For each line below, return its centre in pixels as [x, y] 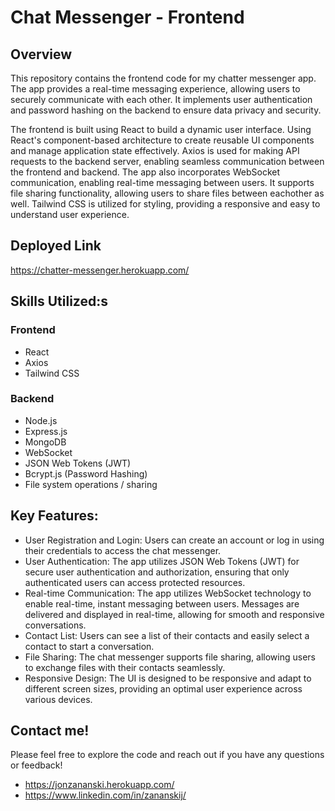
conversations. [55, 625]
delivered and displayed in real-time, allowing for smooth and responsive [174, 614]
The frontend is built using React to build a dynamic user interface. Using [161, 129]
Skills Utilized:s [59, 301]
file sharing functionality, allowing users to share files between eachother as [167, 193]
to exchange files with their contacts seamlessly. [125, 667]
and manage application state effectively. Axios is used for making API [155, 150]
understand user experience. [70, 214]
